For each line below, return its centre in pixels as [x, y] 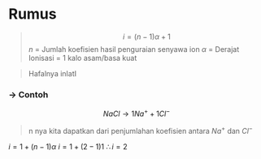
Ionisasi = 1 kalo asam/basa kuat [83, 58]
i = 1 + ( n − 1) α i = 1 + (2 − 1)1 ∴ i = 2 [68, 146]
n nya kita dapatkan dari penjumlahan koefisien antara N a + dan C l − [141, 130]
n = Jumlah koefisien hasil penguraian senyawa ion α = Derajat [134, 49]
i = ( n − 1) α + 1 [147, 37]
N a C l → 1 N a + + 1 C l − [137, 113]
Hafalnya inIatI [52, 73]
